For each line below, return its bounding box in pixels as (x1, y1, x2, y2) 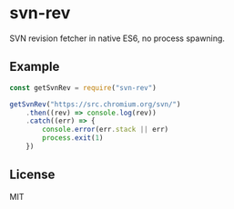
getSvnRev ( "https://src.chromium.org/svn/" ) (9, 99, 181, 109)
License (9, 167, 56, 183)
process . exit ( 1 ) (42, 134, 104, 143)
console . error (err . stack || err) (42, 125, 169, 134)
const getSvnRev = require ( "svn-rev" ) (9, 83, 157, 93)
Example (9, 59, 60, 75)
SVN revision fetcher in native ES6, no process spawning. (9, 33, 226, 44)
